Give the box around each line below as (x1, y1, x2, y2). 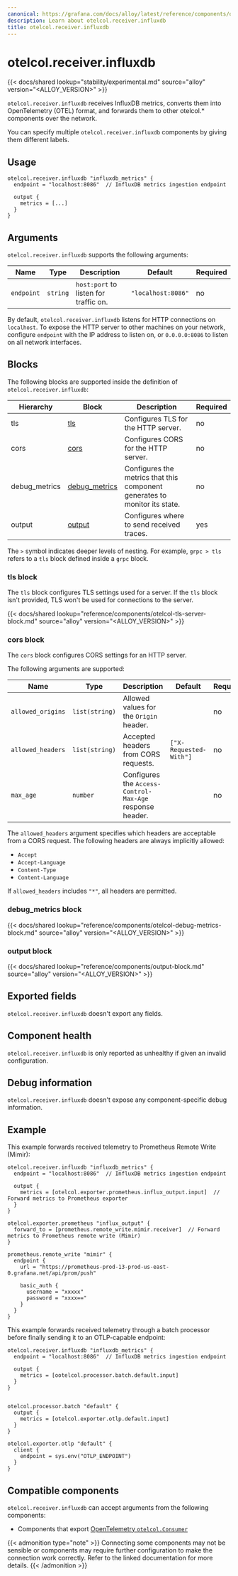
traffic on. (75, 296, 108, 306)
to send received (124, 520, 181, 530)
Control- (123, 788, 152, 796)
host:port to (75, 279, 118, 289)
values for (123, 702, 157, 712)
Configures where (124, 510, 185, 520)
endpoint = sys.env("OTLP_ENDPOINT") (20, 1453, 132, 1460)
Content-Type (17, 867, 57, 874)
